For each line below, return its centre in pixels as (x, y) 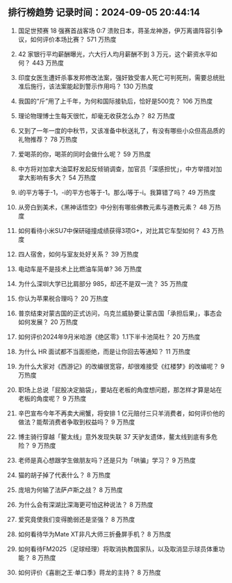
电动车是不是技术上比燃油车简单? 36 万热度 (80, 269)
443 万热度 (48, 63)
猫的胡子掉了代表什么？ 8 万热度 (64, 474)
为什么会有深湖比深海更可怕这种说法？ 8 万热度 (85, 504)
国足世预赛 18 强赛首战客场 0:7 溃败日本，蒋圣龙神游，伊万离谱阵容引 (117, 31)
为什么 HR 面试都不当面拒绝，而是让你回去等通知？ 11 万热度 (104, 351)
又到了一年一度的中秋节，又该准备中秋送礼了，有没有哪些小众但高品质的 (121, 130)
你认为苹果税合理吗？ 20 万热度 (63, 298)
